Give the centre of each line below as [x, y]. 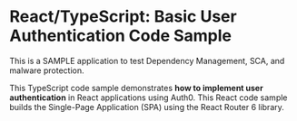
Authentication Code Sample [121, 36]
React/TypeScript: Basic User [124, 17]
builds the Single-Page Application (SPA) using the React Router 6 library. [147, 107]
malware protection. [47, 70]
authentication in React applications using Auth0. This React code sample [148, 98]
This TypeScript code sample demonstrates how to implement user [136, 88]
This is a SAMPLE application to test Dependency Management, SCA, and [147, 60]
